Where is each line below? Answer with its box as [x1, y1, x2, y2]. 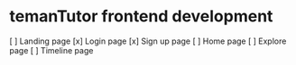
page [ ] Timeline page [9, 45, 94, 55]
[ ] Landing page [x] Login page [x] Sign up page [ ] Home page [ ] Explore [9, 36, 287, 46]
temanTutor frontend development [9, 6, 273, 27]
